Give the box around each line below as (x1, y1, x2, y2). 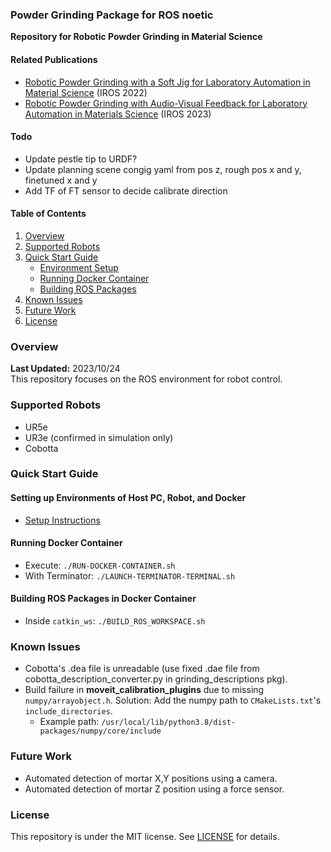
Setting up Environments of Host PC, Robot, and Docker (10, 492, 247, 504)
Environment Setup (39, 261, 119, 273)
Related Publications (10, 53, 98, 65)
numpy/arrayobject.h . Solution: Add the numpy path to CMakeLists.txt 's (24, 694, 322, 707)
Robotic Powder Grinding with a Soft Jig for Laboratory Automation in (24, 76, 311, 88)
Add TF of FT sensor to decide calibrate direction (24, 184, 228, 197)
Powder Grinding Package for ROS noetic (10, 8, 214, 22)
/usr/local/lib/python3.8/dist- (101, 718, 237, 728)
